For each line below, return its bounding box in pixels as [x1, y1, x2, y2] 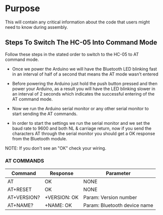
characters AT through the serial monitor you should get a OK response [12, 130, 155, 137]
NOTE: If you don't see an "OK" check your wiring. [5, 145, 107, 151]
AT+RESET [7, 186, 32, 193]
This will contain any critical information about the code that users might [5, 19, 150, 25]
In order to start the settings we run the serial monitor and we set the [12, 120, 150, 126]
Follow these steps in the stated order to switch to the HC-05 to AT [5, 51, 139, 57]
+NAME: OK [44, 202, 72, 209]
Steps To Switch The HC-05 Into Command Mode [5, 39, 157, 47]
